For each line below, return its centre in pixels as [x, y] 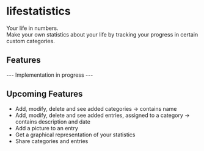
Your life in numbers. [32, 28]
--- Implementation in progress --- [50, 75]
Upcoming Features [45, 94]
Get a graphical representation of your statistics [75, 135]
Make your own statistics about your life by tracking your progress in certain [102, 34]
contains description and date [53, 121]
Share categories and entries [52, 141]
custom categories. [31, 41]
